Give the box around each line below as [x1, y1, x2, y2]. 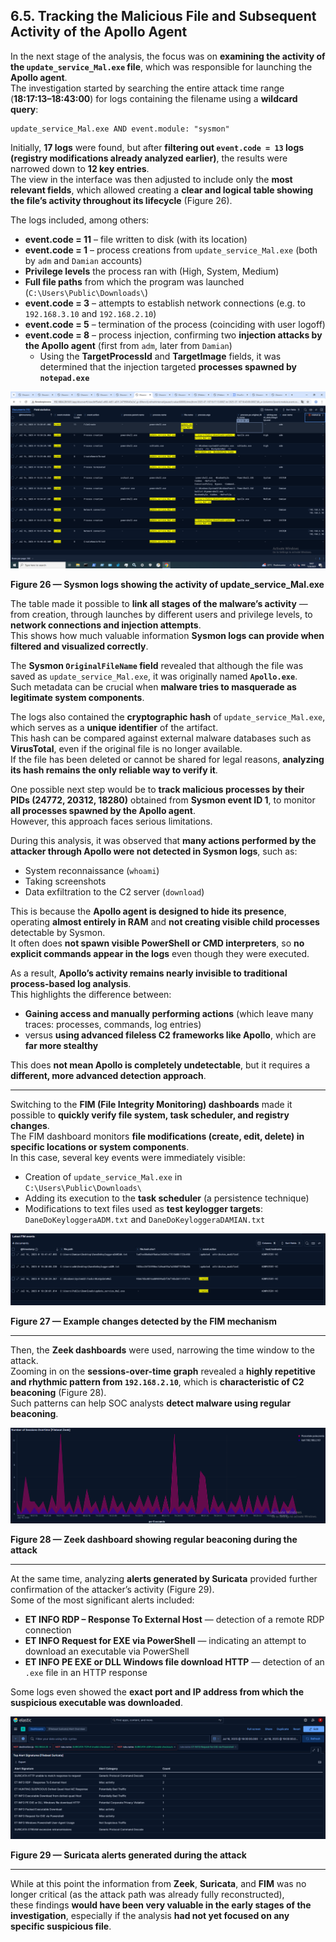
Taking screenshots [24, 875, 107, 888]
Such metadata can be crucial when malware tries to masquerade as [10, 681, 297, 693]
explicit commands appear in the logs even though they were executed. [10, 948, 310, 960]
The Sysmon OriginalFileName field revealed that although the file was [10, 660, 304, 672]
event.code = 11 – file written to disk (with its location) [24, 233, 248, 245]
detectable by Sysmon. [10, 927, 106, 939]
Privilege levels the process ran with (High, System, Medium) [24, 265, 280, 277]
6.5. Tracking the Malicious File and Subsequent [10, 8, 317, 25]
